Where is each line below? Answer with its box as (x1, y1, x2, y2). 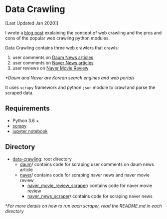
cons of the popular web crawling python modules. (5, 35, 110, 41)
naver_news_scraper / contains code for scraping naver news (27, 193, 153, 199)
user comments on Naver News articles (12, 59, 94, 65)
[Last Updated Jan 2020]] (5, 20, 59, 26)
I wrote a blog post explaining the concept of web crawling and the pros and (5, 29, 162, 35)
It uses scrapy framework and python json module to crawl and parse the (5, 84, 156, 90)
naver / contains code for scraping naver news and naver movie (19, 171, 150, 178)
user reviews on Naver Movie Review (12, 65, 89, 71)
